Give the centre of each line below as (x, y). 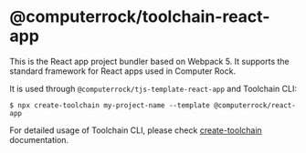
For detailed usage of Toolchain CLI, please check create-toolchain (136, 130)
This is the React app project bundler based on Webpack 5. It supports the (149, 61)
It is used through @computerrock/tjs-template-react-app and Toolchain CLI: (153, 88)
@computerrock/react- (255, 105)
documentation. (39, 139)
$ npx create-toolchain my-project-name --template (110, 105)
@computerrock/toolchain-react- (140, 17)
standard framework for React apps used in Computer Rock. (122, 71)
